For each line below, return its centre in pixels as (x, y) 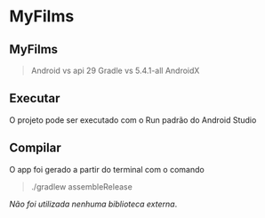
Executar (35, 98)
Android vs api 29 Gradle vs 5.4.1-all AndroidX (115, 70)
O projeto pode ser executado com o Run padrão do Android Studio (133, 120)
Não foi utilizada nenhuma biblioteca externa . (93, 204)
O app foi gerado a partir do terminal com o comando (107, 169)
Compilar (35, 148)
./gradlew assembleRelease (82, 186)
